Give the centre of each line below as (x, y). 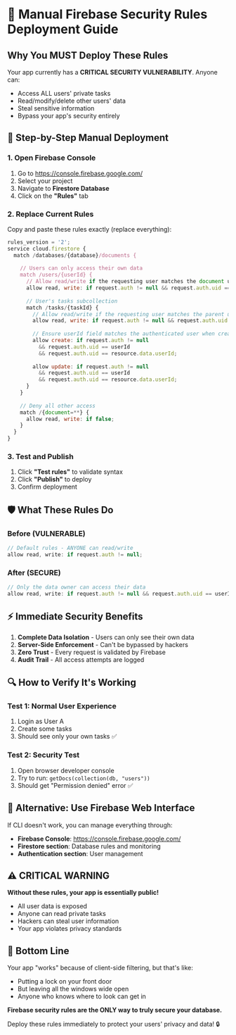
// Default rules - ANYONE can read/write (70, 548)
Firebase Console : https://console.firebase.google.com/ (99, 839)
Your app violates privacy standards (70, 929)
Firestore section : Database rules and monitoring (89, 846)
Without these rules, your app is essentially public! (83, 893)
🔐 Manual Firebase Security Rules (107, 14)
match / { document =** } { (55, 412)
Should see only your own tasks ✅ (67, 736)
